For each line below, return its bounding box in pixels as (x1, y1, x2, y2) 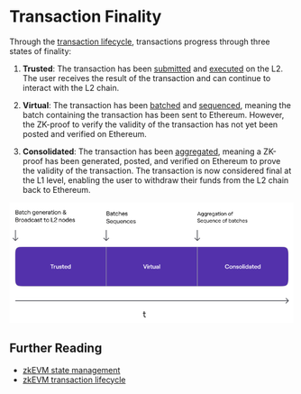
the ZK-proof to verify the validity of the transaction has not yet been (22, 119, 278, 130)
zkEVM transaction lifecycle (22, 374, 126, 385)
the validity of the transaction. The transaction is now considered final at (22, 165, 292, 176)
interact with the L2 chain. (22, 82, 120, 93)
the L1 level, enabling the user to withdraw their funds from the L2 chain (22, 174, 289, 186)
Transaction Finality (9, 6, 162, 27)
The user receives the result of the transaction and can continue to (22, 72, 271, 83)
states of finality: (9, 45, 72, 56)
